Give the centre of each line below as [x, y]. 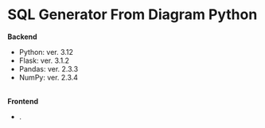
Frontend [23, 101]
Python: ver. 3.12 [46, 52]
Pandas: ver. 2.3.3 [49, 68]
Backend [22, 37]
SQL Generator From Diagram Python [132, 15]
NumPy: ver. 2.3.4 [49, 77]
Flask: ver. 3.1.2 [44, 60]
